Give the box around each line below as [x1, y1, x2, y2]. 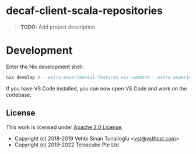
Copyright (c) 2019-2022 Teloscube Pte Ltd [14, 141, 120, 148]
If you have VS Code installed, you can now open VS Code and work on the [6, 85, 188, 92]
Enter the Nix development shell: [6, 63, 85, 70]
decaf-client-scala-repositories [6, 4, 163, 17]
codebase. [6, 91, 32, 98]
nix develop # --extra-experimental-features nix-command [6, 74, 150, 80]
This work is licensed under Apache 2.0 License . [6, 124, 124, 131]
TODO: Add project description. [20, 23, 97, 30]
